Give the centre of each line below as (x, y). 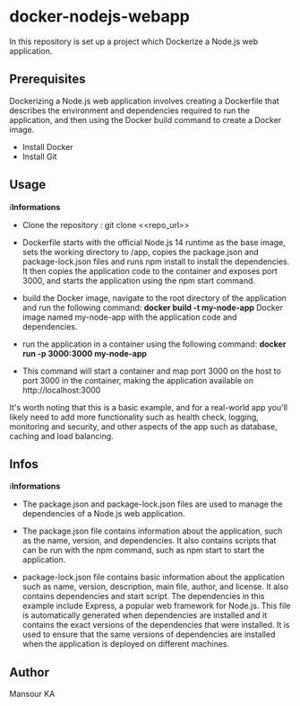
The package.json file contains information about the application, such (152, 531)
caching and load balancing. (61, 436)
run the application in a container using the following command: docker (154, 344)
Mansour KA (32, 694)
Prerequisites (47, 79)
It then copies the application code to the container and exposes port (150, 270)
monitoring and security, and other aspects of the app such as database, (143, 426)
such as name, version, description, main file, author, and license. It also (155, 587)
